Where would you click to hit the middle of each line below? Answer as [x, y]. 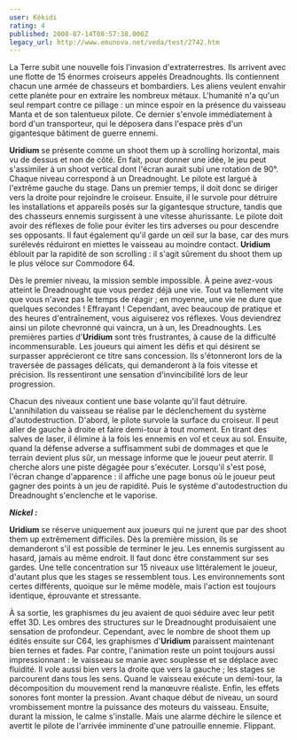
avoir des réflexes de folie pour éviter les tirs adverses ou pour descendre [144, 226]
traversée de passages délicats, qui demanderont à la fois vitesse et [134, 365]
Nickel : [23, 513]
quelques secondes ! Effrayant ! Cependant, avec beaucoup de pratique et [145, 309]
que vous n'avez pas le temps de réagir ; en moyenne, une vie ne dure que [145, 300]
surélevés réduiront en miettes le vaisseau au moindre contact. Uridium [140, 245]
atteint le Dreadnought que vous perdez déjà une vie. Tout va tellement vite [146, 290]
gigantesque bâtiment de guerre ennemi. [84, 133]
